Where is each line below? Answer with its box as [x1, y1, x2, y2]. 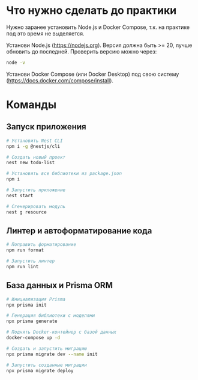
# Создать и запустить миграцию [6, 345, 87, 352]
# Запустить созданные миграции [6, 362, 87, 368]
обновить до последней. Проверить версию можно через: [6, 47, 157, 55]
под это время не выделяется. [6, 29, 85, 37]
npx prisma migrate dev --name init [6, 351, 98, 357]
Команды [6, 98, 57, 111]
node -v [6, 60, 26, 66]
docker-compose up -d [6, 335, 61, 341]
